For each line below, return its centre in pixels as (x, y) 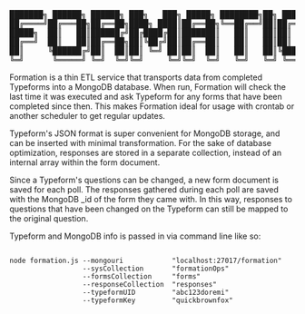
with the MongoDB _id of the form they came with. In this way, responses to (151, 199)
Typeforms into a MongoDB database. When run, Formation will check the (148, 87)
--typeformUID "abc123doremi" (156, 292)
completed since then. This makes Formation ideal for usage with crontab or (152, 106)
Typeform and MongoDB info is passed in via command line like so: (135, 236)
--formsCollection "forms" (142, 277)
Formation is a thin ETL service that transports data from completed (136, 77)
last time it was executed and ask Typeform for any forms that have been (146, 97)
